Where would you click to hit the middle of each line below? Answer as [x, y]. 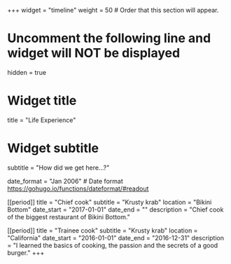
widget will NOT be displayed [94, 53]
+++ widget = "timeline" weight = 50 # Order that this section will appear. [113, 10]
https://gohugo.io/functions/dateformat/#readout [78, 189]
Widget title [42, 101]
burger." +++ [26, 252]
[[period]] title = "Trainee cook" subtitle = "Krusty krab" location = [103, 230]
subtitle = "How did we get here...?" [58, 168]
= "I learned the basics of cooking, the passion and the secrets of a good [113, 245]
